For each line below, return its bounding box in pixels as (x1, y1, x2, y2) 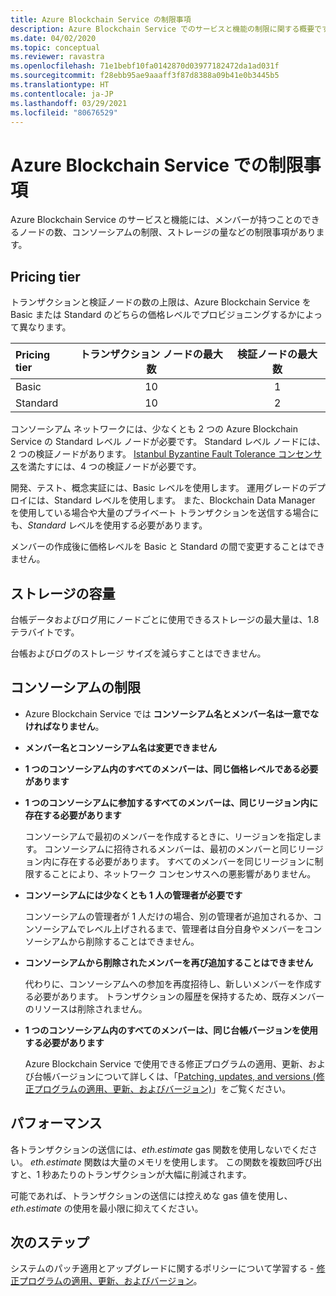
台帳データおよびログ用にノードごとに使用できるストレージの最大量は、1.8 (10, 613, 320, 625)
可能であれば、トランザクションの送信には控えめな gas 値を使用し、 (10, 1189, 293, 1201)
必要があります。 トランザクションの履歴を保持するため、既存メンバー (33, 990, 325, 1002)
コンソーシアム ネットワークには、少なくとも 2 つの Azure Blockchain (10, 423, 298, 435)
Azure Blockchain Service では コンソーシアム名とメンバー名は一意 (24, 707, 302, 720)
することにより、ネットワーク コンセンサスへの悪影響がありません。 (33, 867, 317, 880)
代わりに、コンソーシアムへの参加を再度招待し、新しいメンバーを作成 (24, 977, 314, 990)
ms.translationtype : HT (10, 80, 110, 90)
